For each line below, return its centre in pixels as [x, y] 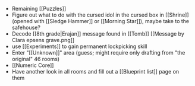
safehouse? [26, 27]
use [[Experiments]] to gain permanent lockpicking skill [79, 46]
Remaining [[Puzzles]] [39, 9]
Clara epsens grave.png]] [43, 40]
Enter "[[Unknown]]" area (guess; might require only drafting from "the [98, 52]
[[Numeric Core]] [33, 65]
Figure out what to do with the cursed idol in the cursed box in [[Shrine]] [100, 15]
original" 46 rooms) [36, 59]
